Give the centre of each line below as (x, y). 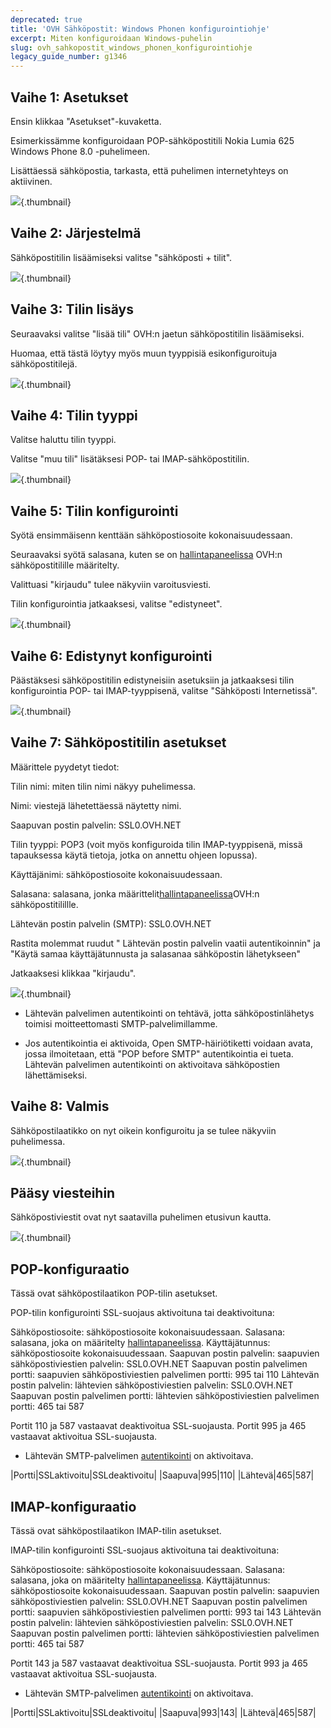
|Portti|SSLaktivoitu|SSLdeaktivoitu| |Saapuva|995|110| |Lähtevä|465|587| (162, 1475)
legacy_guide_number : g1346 (69, 57)
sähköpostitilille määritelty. (65, 565)
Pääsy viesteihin (63, 1193)
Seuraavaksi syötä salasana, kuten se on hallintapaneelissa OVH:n (146, 555)
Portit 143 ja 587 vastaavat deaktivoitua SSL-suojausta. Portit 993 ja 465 (159, 1663)
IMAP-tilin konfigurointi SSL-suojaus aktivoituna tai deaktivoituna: (145, 1550)
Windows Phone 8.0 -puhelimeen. (80, 151)
